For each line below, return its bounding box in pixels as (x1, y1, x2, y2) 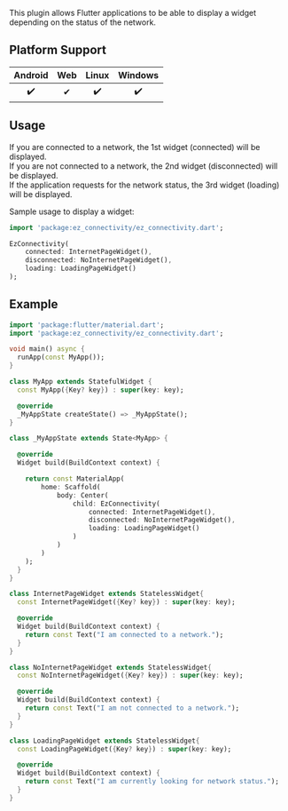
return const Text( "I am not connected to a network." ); (25, 704, 240, 713)
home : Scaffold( (41, 482, 101, 491)
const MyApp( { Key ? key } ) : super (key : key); (17, 386, 184, 394)
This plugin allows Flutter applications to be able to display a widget (9, 8, 257, 18)
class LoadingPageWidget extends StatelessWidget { (9, 736, 200, 745)
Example (9, 297, 58, 312)
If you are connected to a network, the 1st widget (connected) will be (9, 141, 261, 152)
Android (13, 68, 49, 81)
